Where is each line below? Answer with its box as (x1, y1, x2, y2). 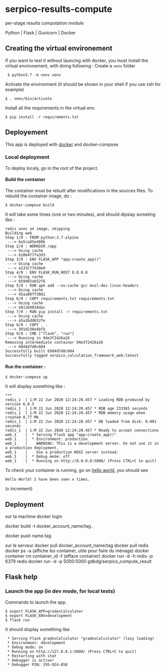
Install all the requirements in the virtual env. (5, 105, 96, 111)
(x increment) (5, 486, 33, 492)
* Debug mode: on (7, 645, 43, 650)
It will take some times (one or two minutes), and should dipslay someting (5, 211, 156, 218)
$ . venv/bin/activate (5, 96, 52, 101)
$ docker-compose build (5, 203, 55, 208)
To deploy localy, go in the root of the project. (5, 165, 98, 171)
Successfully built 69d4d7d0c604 (5, 348, 75, 354)
